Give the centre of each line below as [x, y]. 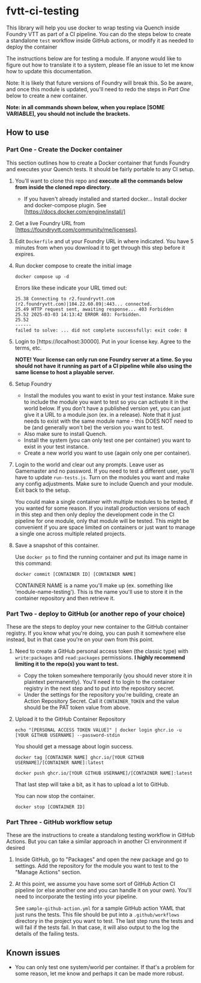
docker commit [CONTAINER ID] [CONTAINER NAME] [75, 574]
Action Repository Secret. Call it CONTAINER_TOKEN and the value [101, 701]
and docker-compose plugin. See [65, 205]
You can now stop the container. [55, 796]
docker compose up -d [42, 277]
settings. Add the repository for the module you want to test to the [97, 866]
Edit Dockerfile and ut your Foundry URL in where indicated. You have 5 [104, 241]
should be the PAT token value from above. [77, 707]
